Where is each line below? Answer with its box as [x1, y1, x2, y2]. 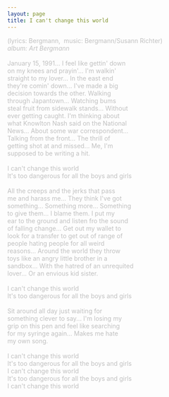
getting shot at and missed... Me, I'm [7, 141, 113, 150]
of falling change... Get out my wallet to [7, 224, 122, 232]
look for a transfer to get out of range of [7, 231, 123, 240]
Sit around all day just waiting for [7, 307, 103, 315]
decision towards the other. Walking [7, 89, 111, 97]
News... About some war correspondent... [7, 126, 129, 135]
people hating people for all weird [7, 239, 105, 247]
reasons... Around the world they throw [7, 247, 121, 255]
